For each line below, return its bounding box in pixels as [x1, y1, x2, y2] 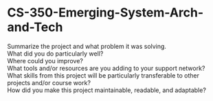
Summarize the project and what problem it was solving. [7, 42, 167, 50]
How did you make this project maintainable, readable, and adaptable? [7, 86, 206, 94]
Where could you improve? [7, 56, 84, 65]
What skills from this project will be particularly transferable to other [7, 71, 200, 80]
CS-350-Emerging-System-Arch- [7, 5, 204, 21]
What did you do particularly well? [7, 49, 104, 58]
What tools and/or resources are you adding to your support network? [7, 64, 205, 72]
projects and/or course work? [7, 78, 91, 87]
